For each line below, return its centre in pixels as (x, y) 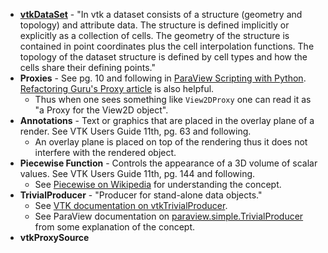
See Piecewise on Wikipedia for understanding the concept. (158, 184)
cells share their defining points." (87, 67)
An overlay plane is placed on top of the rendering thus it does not (171, 142)
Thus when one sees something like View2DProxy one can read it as (173, 99)
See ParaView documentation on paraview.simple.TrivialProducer (169, 216)
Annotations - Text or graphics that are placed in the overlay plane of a (167, 120)
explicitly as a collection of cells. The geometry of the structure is (154, 35)
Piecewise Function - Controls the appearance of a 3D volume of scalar (168, 163)
